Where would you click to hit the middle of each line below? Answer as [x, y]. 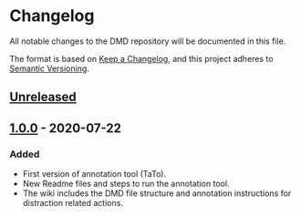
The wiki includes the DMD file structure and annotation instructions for [157, 193]
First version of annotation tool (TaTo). [94, 174]
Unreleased [43, 97]
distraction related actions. [73, 203]
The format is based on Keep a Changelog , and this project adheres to [141, 58]
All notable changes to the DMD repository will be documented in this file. [148, 41]
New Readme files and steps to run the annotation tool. [126, 184]
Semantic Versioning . [49, 68]
